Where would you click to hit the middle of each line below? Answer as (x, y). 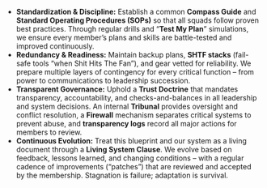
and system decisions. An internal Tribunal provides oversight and (127, 106)
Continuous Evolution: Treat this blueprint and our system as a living (131, 141)
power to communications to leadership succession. (103, 81)
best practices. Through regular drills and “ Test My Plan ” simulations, (132, 29)
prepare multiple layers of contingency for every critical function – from (135, 72)
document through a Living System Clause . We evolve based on (124, 150)
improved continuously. (55, 46)
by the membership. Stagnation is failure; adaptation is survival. (122, 175)
